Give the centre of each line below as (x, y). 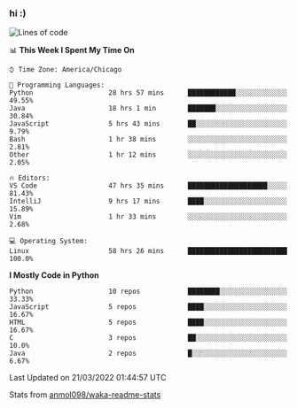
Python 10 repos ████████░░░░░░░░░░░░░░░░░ (148, 292)
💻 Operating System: (49, 242)
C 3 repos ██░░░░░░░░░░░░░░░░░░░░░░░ (148, 338)
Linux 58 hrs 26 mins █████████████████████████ (148, 251)
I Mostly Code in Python (54, 275)
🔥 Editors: (30, 178)
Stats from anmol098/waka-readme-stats (85, 395)
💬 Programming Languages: (57, 85)
